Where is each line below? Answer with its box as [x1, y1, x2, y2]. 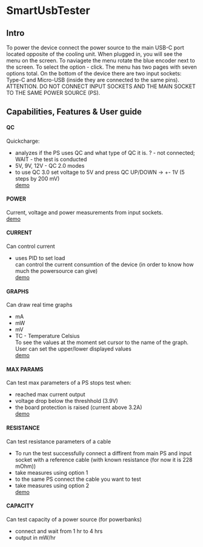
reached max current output [15, 391, 86, 398]
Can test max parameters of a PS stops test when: [6, 379, 131, 387]
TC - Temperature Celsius [15, 332, 80, 340]
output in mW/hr [15, 534, 56, 541]
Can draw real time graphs [6, 301, 73, 309]
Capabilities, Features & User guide [6, 107, 142, 117]
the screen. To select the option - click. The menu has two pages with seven [6, 63, 197, 71]
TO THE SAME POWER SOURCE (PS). [6, 89, 101, 96]
